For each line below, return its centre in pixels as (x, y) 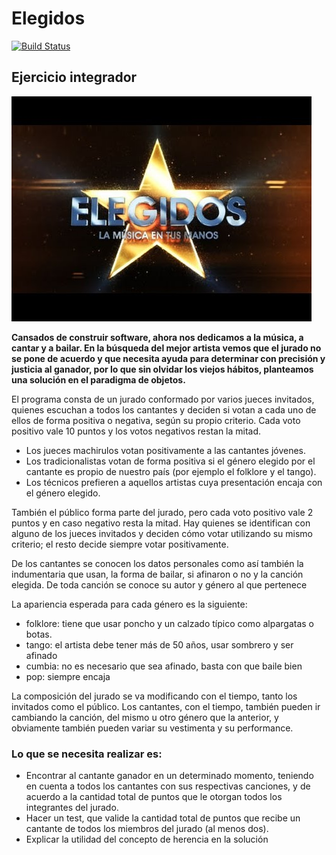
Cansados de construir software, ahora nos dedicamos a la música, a (157, 337)
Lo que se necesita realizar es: (87, 754)
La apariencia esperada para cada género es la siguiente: (129, 604)
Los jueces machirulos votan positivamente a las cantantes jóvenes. (166, 450)
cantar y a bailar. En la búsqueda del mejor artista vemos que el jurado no (166, 348)
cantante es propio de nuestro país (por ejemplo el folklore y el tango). (171, 471)
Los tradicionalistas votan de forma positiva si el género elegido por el (170, 461)
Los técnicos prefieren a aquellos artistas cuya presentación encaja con (174, 482)
